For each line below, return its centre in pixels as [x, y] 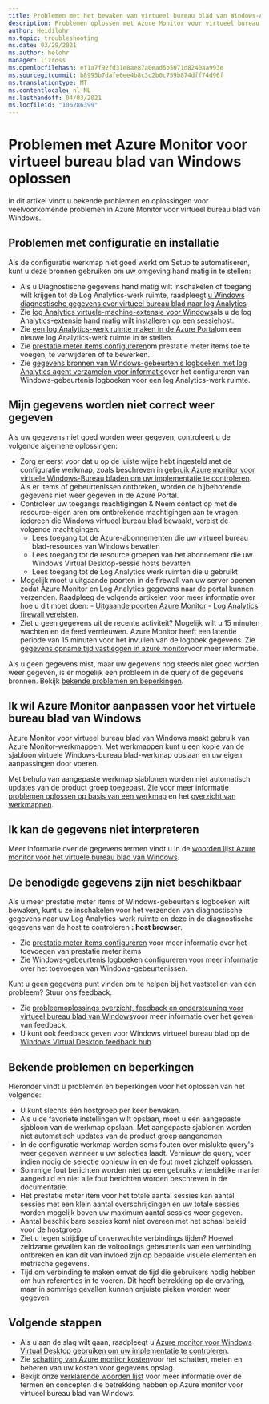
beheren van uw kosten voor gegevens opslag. [97, 1367]
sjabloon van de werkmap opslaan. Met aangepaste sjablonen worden [135, 1127]
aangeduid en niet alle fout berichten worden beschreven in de [123, 1178]
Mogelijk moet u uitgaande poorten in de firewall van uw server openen [138, 580]
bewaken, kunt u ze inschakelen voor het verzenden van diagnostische [125, 911]
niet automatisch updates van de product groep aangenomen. [122, 1136]
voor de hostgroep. [52, 1229]
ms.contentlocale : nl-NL [50, 90]
